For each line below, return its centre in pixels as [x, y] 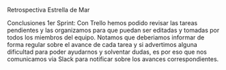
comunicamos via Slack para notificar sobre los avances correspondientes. [113, 59]
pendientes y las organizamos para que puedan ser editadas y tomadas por [113, 30]
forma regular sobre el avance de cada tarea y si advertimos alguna [102, 45]
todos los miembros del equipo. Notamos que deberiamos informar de [106, 37]
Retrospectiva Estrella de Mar [48, 10]
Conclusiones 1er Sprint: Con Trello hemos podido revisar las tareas [102, 23]
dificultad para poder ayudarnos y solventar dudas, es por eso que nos [107, 52]
